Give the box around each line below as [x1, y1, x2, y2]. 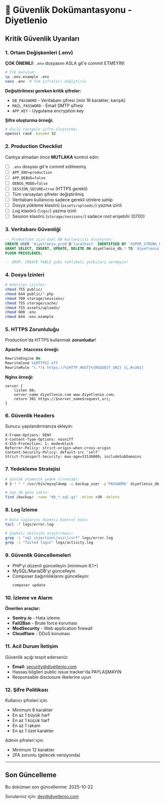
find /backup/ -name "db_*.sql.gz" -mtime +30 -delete [5, 495, 120, 500]
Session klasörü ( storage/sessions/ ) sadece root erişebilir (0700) [12, 214, 145, 219]
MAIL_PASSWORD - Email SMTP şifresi [12, 103, 83, 108]
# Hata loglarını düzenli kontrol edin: [5, 517, 89, 522]
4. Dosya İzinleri [5, 271, 45, 278]
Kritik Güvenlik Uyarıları [5, 34, 80, 43]
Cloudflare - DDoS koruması [12, 631, 70, 637]
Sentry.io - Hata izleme [12, 615, 60, 621]
